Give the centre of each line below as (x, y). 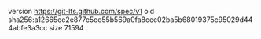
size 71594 (66, 28)
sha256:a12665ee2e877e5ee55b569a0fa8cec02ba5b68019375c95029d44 (130, 19)
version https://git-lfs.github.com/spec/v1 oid (81, 11)
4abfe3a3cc (28, 28)
